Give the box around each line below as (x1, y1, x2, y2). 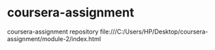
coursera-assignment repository (7, 27, 99, 36)
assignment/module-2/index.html (7, 34, 102, 42)
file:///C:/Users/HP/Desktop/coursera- (100, 27, 208, 36)
